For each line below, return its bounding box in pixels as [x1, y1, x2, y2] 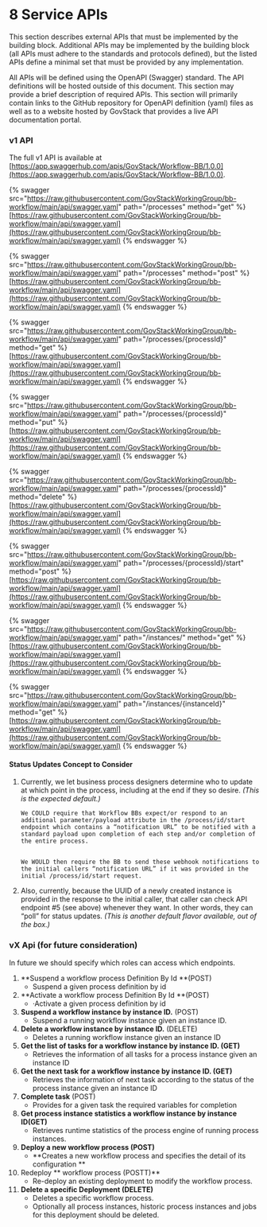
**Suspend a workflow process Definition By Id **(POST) [20, 973, 212, 983]
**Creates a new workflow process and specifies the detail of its [32, 1151, 246, 1160]
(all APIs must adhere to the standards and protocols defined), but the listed [9, 49, 257, 58]
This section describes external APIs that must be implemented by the [9, 32, 239, 41]
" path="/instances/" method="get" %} [118, 633, 246, 642]
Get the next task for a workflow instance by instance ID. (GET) [20, 1066, 233, 1076]
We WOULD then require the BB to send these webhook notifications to [20, 858, 260, 867]
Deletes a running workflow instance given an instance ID [32, 1032, 222, 1042]
